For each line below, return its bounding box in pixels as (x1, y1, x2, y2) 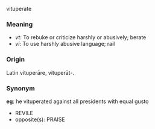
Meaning (6, 20, 33, 28)
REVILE (14, 109, 33, 116)
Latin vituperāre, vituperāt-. (6, 69, 74, 76)
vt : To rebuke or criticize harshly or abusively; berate (14, 34, 147, 41)
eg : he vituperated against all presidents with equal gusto (6, 98, 149, 105)
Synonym (6, 84, 35, 92)
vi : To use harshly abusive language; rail (14, 40, 115, 48)
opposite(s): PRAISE (14, 116, 65, 123)
